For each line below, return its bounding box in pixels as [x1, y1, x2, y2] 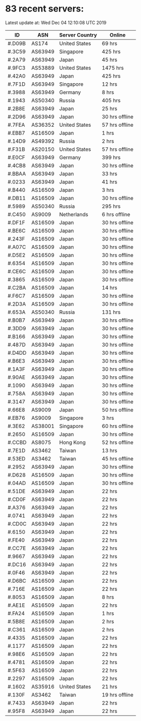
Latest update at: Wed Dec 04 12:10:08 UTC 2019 [5, 20, 106, 26]
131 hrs [101, 309, 121, 316]
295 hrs [101, 202, 121, 209]
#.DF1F [7, 219, 25, 226]
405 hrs [101, 97, 121, 104]
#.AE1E [7, 602, 25, 609]
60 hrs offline [101, 422, 133, 429]
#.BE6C [7, 227, 26, 234]
